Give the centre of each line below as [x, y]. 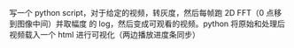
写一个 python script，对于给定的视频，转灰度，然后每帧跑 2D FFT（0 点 [142, 13]
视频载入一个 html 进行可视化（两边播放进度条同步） [105, 34]
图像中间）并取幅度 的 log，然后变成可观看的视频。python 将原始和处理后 [151, 24]
